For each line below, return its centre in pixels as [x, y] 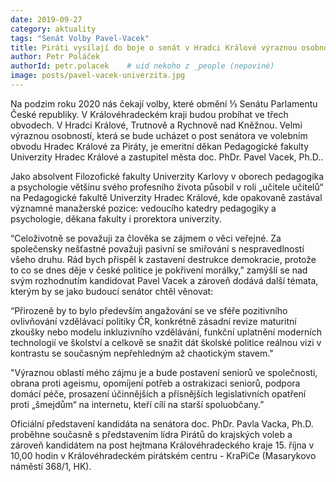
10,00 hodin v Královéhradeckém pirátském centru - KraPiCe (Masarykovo [163, 455]
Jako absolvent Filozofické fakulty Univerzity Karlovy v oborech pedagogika [167, 176]
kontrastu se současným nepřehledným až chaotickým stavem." [142, 353]
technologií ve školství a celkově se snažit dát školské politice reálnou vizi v [166, 342]
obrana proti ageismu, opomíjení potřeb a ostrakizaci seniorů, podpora [155, 383]
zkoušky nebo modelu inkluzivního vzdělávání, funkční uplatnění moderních [166, 332]
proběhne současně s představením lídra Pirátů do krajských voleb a [151, 434]
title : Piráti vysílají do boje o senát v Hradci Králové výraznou [154, 47]
